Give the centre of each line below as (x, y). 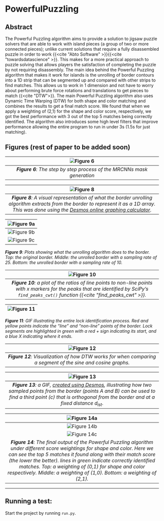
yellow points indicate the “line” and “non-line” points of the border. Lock (79, 326)
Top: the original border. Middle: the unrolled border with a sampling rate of (81, 257)
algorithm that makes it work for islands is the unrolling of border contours (80, 75)
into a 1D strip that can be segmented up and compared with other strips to (81, 80)
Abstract (19, 27)
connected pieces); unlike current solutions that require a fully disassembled (82, 49)
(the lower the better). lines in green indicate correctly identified (82, 461)
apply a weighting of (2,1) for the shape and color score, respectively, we (78, 111)
